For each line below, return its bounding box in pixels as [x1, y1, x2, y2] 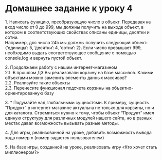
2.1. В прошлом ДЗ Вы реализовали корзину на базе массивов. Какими [5, 69, 154, 75]
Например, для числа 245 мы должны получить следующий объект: [5, 39, 148, 45]
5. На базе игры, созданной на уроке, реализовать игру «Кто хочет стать [5, 144, 158, 150]
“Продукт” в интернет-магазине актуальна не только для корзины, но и [5, 105, 154, 111]
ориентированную [5, 90, 44, 96]
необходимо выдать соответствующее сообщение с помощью [5, 49, 136, 56]
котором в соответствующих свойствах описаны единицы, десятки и [5, 29, 150, 35]
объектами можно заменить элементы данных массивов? [5, 75, 127, 80]
